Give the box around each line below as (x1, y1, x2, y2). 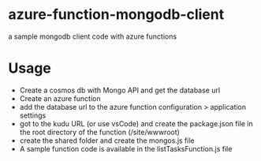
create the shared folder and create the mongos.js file (19, 136, 195, 145)
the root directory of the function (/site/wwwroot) (19, 127, 180, 137)
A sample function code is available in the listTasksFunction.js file (19, 144, 233, 153)
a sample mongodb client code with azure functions (8, 32, 177, 41)
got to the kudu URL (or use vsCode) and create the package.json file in (19, 118, 254, 128)
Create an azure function (19, 93, 101, 103)
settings (19, 110, 47, 120)
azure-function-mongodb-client (8, 6, 225, 24)
